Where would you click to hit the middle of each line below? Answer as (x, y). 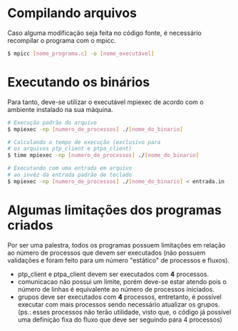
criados (30, 225)
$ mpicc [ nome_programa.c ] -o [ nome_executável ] (81, 54)
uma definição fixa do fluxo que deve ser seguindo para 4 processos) (120, 320)
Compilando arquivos (72, 13)
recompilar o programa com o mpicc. (62, 40)
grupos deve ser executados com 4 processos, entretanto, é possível (120, 297)
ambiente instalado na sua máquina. (60, 109)
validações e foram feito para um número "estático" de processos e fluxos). (119, 260)
